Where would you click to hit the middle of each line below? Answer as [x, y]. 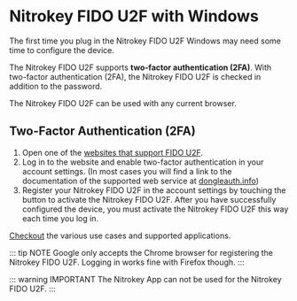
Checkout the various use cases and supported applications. [120, 235]
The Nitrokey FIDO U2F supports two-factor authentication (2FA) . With [141, 67]
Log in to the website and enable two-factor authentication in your [143, 162]
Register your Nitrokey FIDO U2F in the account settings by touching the [154, 190]
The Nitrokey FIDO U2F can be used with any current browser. [123, 103]
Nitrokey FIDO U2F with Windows [134, 16]
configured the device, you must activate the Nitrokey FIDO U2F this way [155, 209]
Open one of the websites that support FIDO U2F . [113, 152]
